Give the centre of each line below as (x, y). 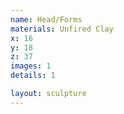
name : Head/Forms (46, 19)
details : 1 (33, 76)
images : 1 (31, 66)
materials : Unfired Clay (62, 29)
